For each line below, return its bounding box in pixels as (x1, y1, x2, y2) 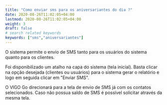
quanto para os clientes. (5, 54, 55, 60)
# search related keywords (5, 30, 61, 35)
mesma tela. (5, 94, 30, 100)
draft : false (5, 26, 32, 31)
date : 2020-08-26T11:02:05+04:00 (5, 12, 75, 17)
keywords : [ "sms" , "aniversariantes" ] (5, 35, 84, 40)
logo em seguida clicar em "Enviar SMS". (5, 74, 89, 80)
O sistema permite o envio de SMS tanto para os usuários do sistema (5, 48, 147, 55)
